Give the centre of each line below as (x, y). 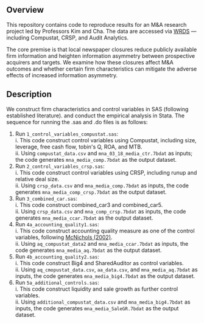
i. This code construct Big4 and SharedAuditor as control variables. (99, 263)
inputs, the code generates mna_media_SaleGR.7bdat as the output (97, 308)
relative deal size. (37, 179)
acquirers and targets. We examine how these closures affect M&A (90, 62)
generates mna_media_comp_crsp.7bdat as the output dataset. (91, 192)
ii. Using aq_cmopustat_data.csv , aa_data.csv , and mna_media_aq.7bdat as (106, 269)
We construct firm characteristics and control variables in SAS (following (97, 109)
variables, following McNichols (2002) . (64, 237)
